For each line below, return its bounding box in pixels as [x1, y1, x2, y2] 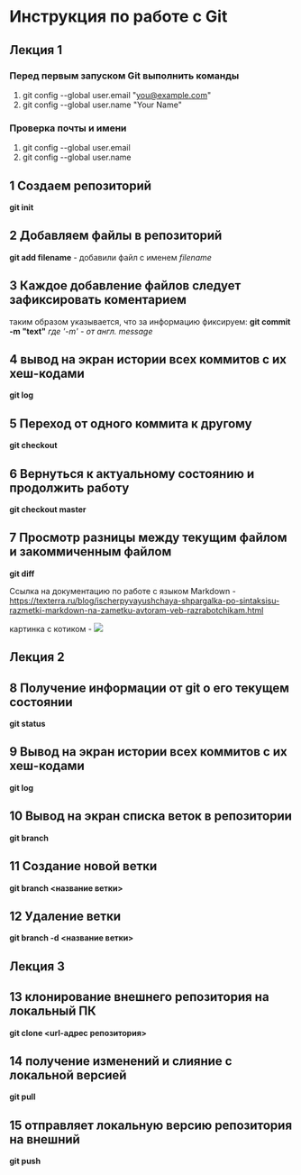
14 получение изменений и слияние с [9, 1053, 233, 1069]
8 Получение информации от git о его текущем [9, 680, 290, 695]
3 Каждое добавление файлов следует [9, 278, 242, 294]
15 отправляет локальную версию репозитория [9, 1117, 293, 1133]
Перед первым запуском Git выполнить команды [9, 69, 240, 82]
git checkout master [9, 504, 87, 515]
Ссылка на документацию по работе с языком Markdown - [9, 585, 236, 596]
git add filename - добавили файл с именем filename [9, 252, 212, 262]
